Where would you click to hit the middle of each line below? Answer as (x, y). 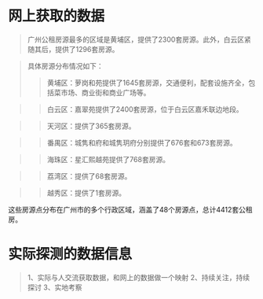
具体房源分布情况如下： (65, 66)
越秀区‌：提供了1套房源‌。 (86, 193)
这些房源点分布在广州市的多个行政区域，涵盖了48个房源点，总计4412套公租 (130, 209)
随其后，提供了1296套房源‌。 (73, 49)
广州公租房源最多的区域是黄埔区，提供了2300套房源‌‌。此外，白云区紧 (139, 39)
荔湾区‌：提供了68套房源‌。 (89, 176)
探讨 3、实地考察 (55, 287)
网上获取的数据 (57, 16)
